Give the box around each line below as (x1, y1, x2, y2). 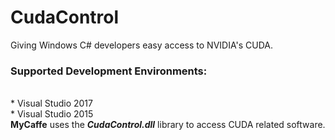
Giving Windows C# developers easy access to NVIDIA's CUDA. (10, 39, 273, 51)
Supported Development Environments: (10, 64, 208, 78)
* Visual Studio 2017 (10, 97, 93, 110)
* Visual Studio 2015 (10, 108, 94, 120)
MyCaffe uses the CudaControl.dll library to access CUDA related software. (10, 119, 326, 131)
